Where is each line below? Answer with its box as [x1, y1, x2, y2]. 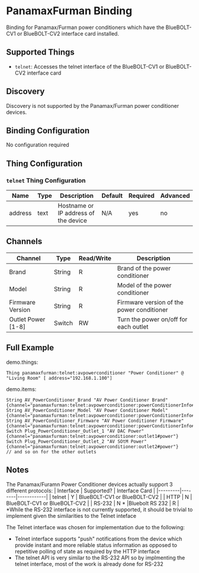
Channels [6, 236, 43, 247]
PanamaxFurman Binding [6, 4, 133, 18]
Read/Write [78, 254, 111, 262]
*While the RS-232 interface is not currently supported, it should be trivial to [6, 505, 193, 513]
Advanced [160, 191, 190, 200]
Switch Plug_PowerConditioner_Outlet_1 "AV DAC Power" [6, 428, 145, 434]
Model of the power [117, 281, 172, 289]
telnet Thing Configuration [6, 176, 86, 184]
